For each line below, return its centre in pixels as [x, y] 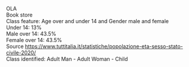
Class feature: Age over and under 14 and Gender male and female [87, 21]
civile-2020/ [21, 52]
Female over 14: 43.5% [34, 40]
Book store [19, 15]
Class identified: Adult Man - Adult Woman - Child [67, 59]
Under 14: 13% [24, 27]
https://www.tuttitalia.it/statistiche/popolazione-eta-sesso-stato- [104, 46]
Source [15, 46]
